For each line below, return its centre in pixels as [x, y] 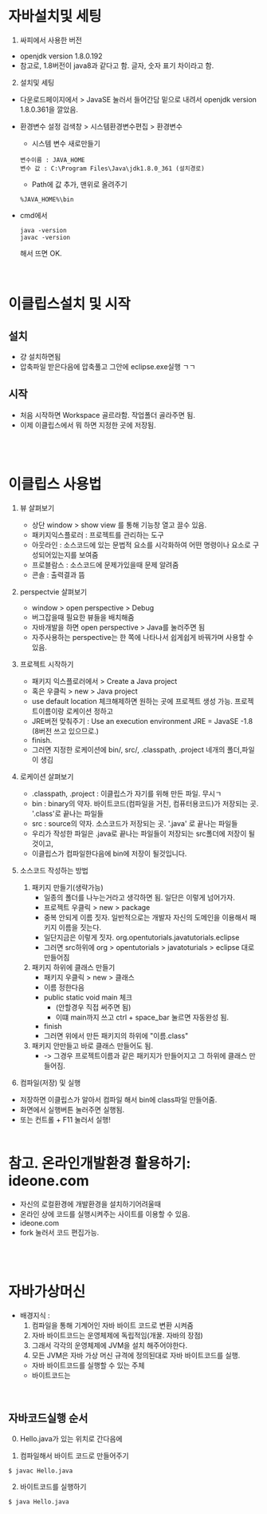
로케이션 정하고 [90, 711]
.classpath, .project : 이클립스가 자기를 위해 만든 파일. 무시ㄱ [126, 793]
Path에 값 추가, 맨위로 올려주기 [79, 184]
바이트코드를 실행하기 [53, 1487]
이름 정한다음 [64, 987]
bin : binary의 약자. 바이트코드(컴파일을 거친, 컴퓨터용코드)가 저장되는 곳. [145, 803]
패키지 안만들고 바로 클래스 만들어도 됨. [92, 1045]
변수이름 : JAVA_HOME [52, 160]
